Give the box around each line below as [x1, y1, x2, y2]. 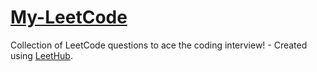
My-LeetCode [10, 6, 128, 29]
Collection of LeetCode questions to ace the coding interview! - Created [10, 39, 308, 51]
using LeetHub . [10, 49, 73, 61]
